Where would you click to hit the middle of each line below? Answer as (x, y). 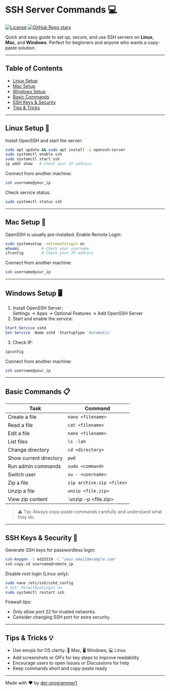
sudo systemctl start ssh (32, 159)
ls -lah (77, 442)
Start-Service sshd (26, 328)
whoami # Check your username (47, 249)
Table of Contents (34, 69)
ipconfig (14, 352)
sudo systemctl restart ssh (35, 592)
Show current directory (35, 458)
